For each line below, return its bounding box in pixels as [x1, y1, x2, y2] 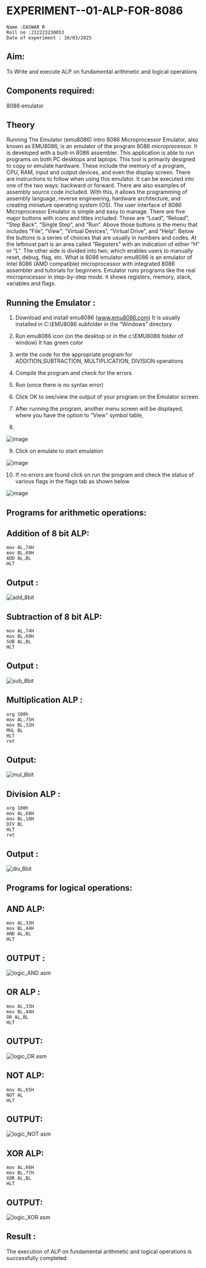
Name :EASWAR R [6, 24, 45, 30]
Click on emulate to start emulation [15, 447, 104, 455]
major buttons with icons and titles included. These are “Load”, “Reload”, [6, 215, 189, 222]
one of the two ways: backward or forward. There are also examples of [6, 182, 186, 189]
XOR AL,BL [6, 1175, 32, 1181]
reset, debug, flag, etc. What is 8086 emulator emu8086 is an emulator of [6, 253, 193, 261]
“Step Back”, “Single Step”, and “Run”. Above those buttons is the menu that [6, 221, 198, 228]
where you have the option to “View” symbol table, [15, 411, 144, 419]
